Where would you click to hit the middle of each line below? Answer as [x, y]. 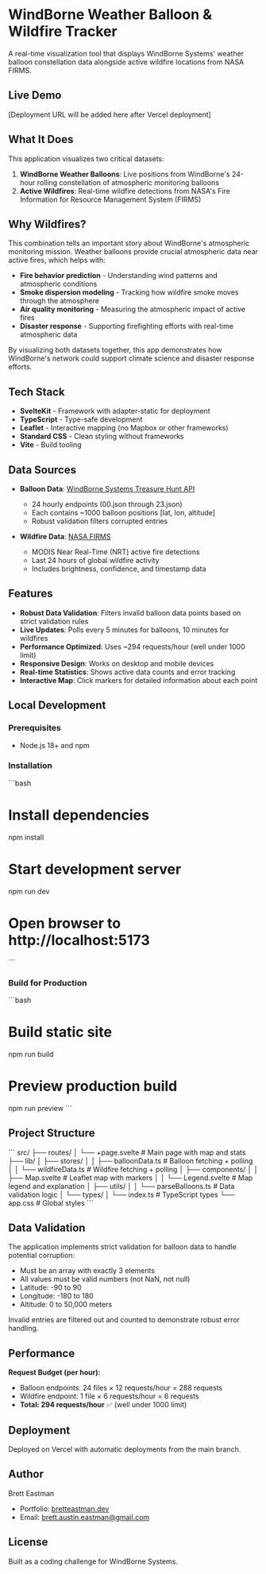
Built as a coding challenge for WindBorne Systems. [93, 1561]
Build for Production [48, 982]
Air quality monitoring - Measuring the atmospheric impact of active [133, 309]
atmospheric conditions [58, 284]
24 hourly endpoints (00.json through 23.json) [107, 504]
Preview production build [93, 1086]
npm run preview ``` [40, 1108]
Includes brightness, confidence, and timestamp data [119, 569]
